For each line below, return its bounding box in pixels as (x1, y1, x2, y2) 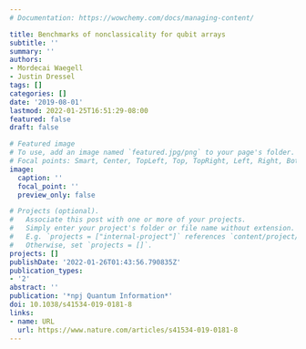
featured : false (9, 115, 71, 124)
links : (9, 308, 35, 317)
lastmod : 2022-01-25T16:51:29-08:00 (9, 106, 148, 115)
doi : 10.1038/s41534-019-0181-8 (9, 300, 132, 309)
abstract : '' (9, 283, 59, 293)
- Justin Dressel (9, 72, 76, 82)
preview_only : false (17, 190, 96, 200)
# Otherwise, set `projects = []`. (9, 241, 153, 250)
